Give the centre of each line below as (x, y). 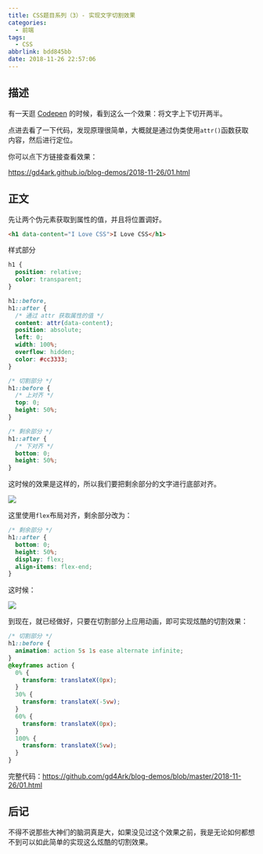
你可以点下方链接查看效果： (53, 156)
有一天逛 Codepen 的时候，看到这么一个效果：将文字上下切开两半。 (117, 113)
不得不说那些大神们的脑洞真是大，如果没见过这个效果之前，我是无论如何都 (128, 832)
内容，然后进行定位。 (42, 140)
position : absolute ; (49, 330)
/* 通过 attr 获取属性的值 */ (59, 316)
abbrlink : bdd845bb (40, 52)
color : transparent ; (49, 279)
